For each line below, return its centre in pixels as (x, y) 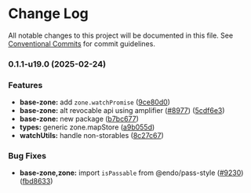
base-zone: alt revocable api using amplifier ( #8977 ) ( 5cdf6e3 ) (122, 111)
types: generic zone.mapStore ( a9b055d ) (87, 127)
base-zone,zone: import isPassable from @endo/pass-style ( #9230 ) (131, 173)
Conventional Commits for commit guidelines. (82, 43)
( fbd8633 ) (36, 181)
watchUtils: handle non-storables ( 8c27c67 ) (92, 136)
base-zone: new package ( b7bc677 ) (79, 119)
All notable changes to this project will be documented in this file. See (121, 35)
